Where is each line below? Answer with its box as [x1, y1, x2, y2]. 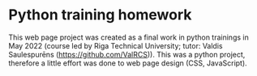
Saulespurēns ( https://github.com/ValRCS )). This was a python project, [8, 49, 246, 59]
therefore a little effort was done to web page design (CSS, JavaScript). [8, 58, 247, 68]
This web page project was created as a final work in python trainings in [8, 32, 249, 42]
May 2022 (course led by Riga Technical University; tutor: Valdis [8, 40, 223, 50]
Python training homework [8, 6, 192, 24]
